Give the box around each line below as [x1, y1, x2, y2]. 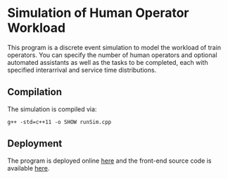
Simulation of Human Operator [7, 5, 189, 21]
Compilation [7, 86, 62, 98]
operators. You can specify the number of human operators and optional [7, 51, 217, 59]
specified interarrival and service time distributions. [7, 66, 157, 74]
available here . [7, 163, 50, 172]
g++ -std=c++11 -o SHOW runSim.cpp [7, 118, 112, 125]
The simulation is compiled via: [7, 104, 97, 113]
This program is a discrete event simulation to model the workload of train [7, 43, 222, 51]
